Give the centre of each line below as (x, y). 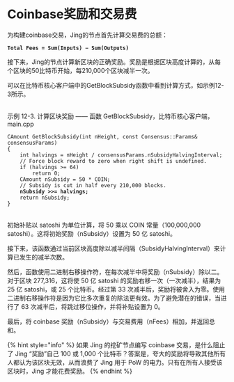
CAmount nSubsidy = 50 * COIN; (65, 179)
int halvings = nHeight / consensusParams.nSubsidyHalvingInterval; (121, 155)
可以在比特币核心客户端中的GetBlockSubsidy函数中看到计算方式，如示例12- (116, 85)
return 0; (46, 173)
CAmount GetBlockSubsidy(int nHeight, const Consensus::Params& (102, 136)
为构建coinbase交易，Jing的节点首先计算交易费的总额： (88, 35)
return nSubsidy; (45, 198)
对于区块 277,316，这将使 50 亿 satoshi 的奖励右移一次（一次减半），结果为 (114, 280)
